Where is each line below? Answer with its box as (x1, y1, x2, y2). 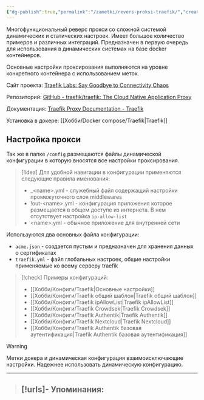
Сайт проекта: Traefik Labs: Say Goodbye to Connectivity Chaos (6, 81, 169, 89)
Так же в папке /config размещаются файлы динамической (6, 150, 162, 158)
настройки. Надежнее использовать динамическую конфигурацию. (6, 361, 183, 368)
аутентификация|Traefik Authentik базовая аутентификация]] (30, 331, 188, 338)
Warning (6, 343, 27, 350)
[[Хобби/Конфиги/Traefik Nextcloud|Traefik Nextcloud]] (30, 318, 171, 325)
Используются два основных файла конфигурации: (6, 231, 140, 238)
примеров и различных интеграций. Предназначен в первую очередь (6, 38, 189, 46)
